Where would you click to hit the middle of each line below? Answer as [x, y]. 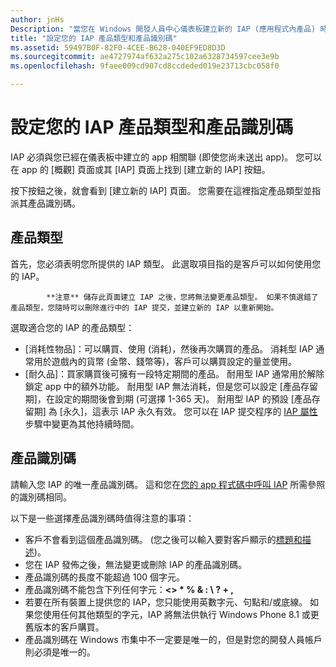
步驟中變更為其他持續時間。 [82, 423]
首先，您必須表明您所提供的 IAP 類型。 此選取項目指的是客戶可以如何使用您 [166, 263]
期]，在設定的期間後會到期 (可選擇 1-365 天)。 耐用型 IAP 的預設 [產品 [168, 398]
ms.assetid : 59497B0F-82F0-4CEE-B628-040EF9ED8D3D [118, 47]
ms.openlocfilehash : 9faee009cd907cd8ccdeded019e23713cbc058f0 [145, 66]
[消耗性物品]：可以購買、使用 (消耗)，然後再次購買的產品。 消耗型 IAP [169, 348]
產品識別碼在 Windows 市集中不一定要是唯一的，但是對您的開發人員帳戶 [173, 639]
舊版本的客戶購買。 [64, 627]
